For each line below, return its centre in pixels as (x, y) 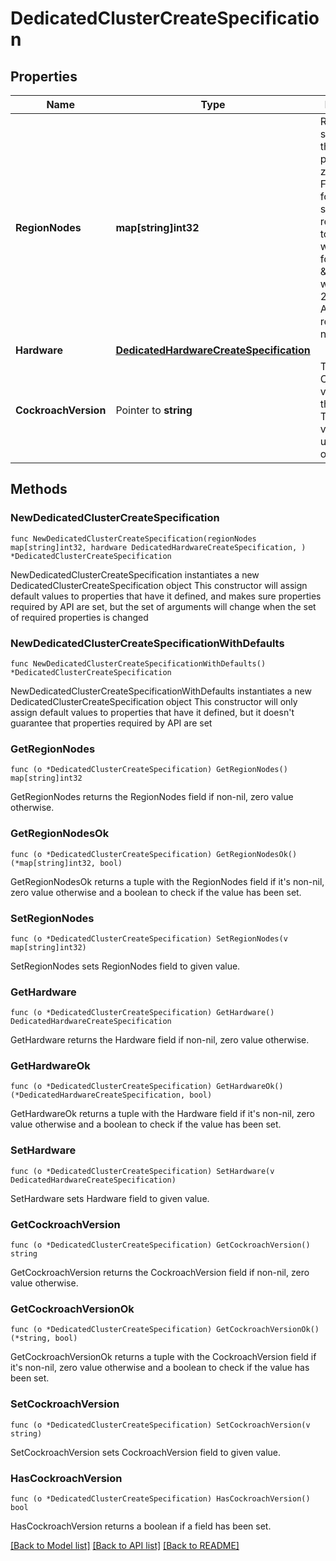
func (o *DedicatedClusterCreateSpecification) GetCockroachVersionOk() (165, 1330)
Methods (39, 489)
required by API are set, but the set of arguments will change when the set (163, 606)
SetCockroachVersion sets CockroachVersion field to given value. (146, 1452)
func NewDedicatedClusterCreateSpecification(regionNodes (133, 538)
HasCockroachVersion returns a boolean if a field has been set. (141, 1526)
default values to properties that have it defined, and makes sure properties (166, 596)
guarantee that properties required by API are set (111, 723)
